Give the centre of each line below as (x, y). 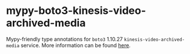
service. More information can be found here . (76, 45)
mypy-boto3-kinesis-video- (76, 11)
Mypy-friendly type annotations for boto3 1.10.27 (64, 39)
